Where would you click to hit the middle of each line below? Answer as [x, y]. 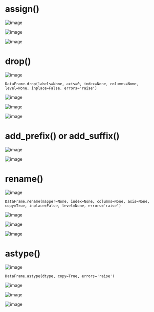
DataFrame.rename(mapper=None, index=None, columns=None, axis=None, [77, 201]
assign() [22, 9]
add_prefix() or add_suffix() [62, 136]
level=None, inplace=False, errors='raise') [51, 88]
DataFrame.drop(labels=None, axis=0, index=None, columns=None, [72, 84]
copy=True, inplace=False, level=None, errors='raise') [63, 206]
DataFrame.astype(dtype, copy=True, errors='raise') [60, 276]
